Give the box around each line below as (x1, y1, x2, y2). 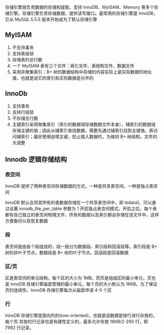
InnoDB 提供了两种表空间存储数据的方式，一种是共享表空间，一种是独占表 (5, 183, 154, 189)
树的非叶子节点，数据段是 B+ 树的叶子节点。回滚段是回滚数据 (5, 250, 129, 255)
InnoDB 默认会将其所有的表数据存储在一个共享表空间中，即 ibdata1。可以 (5, 200, 152, 206)
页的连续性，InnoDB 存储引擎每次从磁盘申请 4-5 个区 (5, 287, 112, 293)
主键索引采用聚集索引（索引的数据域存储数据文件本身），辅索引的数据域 (12, 121, 156, 127)
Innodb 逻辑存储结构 (5, 155, 67, 164)
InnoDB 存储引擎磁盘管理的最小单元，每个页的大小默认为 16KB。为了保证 (10, 281, 158, 287)
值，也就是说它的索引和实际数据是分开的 (12, 75, 94, 81)
